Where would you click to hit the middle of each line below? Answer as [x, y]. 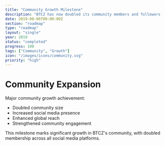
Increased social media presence [46, 113]
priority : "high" [23, 60]
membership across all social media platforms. [53, 138]
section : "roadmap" [25, 23]
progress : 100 [20, 46]
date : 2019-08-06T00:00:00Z [34, 19]
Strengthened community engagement [52, 123]
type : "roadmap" [22, 28]
